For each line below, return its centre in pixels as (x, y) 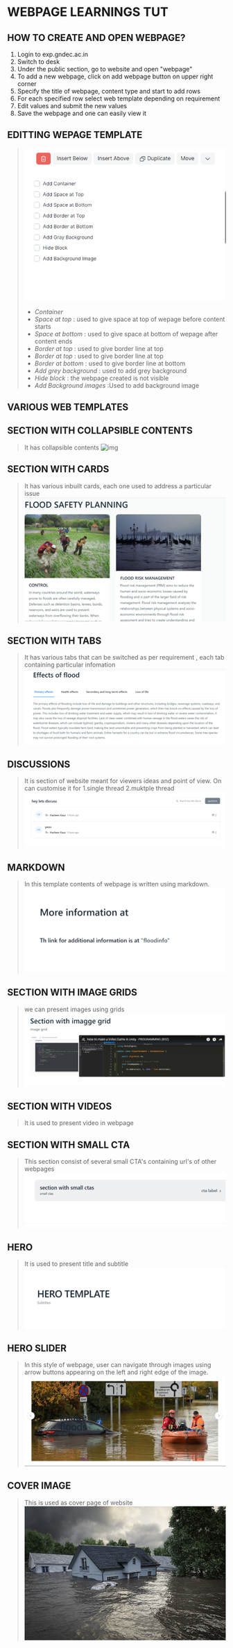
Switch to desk (38, 62)
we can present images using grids (74, 1009)
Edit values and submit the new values (72, 106)
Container (49, 311)
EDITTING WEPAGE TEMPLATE (75, 135)
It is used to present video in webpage (79, 1123)
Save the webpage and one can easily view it (82, 113)
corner (27, 84)
